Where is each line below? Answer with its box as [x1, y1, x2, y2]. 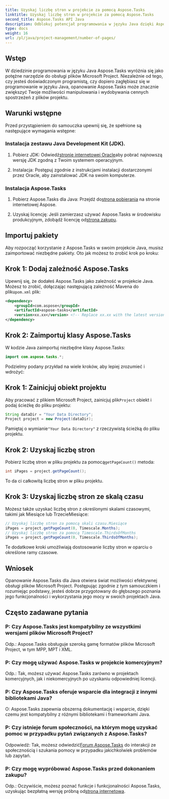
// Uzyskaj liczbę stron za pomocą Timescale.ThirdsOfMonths [5, 530, 136, 535]
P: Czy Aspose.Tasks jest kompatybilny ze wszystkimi [5, 623, 141, 630]
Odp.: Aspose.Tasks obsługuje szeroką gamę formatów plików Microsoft [5, 641, 155, 647]
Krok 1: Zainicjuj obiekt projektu [5, 384, 107, 392]
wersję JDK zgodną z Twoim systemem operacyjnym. [12, 157, 124, 163]
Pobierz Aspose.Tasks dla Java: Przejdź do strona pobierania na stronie [12, 196, 160, 202]
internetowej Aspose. [12, 202, 57, 208]
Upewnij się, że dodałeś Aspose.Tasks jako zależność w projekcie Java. [5, 278, 154, 284]
